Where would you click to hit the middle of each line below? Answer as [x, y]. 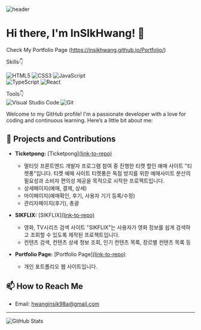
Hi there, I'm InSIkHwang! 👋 [75, 33]
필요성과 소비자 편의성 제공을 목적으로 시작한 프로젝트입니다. [94, 181]
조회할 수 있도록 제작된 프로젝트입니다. [75, 235]
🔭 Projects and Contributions [61, 139]
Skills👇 [15, 61]
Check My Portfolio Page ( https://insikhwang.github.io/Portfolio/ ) [86, 50]
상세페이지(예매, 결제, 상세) [55, 188]
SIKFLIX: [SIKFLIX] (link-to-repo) [54, 215]
